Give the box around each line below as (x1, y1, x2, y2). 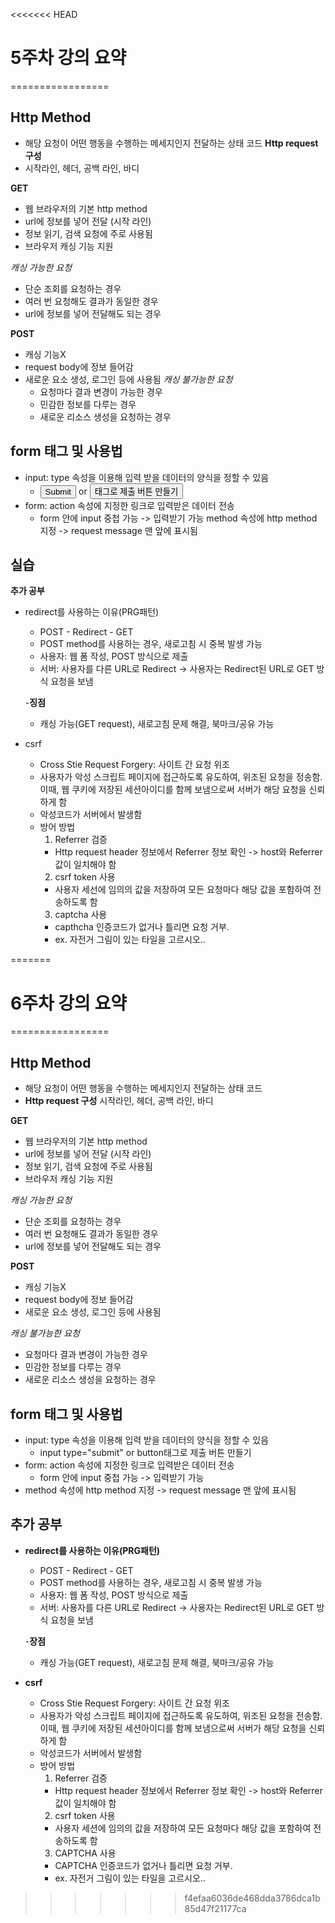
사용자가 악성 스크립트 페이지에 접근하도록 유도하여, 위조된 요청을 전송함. (39, 1709, 323, 1721)
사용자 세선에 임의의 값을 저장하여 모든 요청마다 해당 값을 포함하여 (54, 884, 312, 896)
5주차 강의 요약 (10, 47, 127, 69)
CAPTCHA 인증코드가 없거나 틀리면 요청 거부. (54, 1859, 233, 1871)
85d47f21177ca (184, 1902, 247, 1914)
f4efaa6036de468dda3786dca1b (184, 1892, 321, 1904)
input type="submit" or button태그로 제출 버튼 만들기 (39, 1446, 252, 1458)
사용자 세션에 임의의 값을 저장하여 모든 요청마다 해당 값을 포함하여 (54, 1822, 312, 1834)
